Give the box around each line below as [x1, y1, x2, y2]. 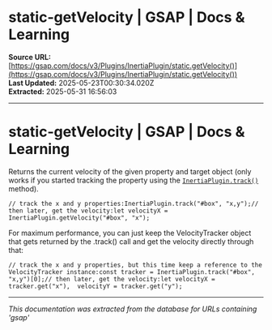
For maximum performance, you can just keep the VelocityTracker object [8, 228, 252, 238]
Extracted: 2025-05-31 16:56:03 [8, 86, 117, 96]
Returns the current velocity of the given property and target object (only [8, 166, 252, 176]
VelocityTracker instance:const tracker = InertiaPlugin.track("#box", [8, 268, 255, 276]
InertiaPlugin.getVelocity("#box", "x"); [8, 213, 151, 222]
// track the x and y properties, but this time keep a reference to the [8, 260, 263, 269]
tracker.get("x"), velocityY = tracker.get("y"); [8, 282, 183, 290]
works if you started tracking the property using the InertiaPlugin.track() [8, 175, 259, 185]
